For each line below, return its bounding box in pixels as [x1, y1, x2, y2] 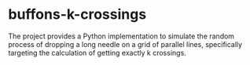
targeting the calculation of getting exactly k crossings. [8, 48, 186, 57]
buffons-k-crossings [8, 5, 147, 23]
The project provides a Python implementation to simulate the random [8, 31, 234, 41]
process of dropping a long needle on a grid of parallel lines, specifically [8, 39, 242, 49]
